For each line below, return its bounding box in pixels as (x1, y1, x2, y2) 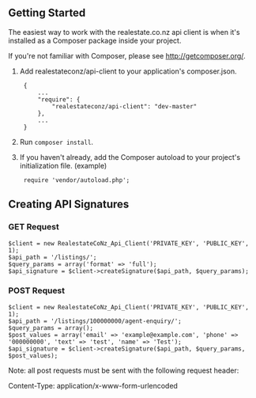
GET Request (8, 222, 59, 233)
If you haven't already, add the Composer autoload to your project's (19, 152, 241, 161)
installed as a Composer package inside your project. (8, 36, 182, 45)
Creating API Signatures (8, 198, 130, 211)
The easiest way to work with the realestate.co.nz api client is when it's (8, 27, 240, 36)
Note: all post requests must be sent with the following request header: (8, 366, 239, 375)
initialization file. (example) (19, 161, 107, 170)
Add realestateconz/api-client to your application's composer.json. (19, 66, 237, 76)
